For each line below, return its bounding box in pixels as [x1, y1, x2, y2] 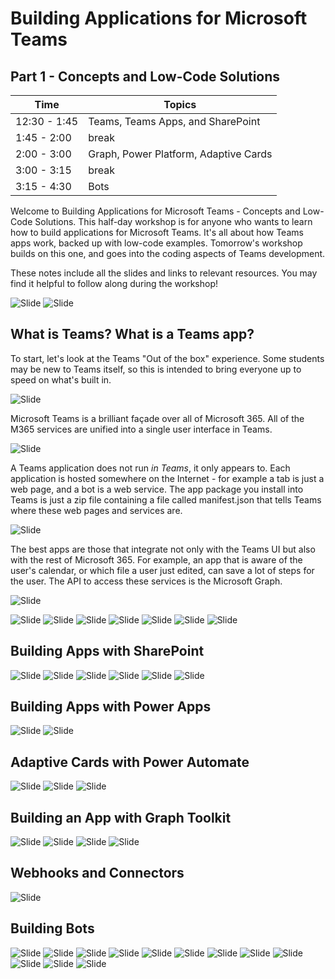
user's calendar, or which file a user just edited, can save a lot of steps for [10, 564, 315, 576]
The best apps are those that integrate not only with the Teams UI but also [10, 543, 316, 555]
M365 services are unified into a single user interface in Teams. [10, 423, 273, 435]
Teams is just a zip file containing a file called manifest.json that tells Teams [10, 493, 322, 506]
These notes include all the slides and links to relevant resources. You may [10, 267, 318, 279]
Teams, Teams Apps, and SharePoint [88, 115, 261, 128]
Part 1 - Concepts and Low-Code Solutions [10, 68, 281, 85]
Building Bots [10, 920, 95, 937]
